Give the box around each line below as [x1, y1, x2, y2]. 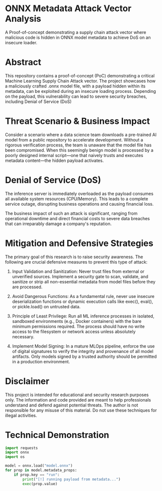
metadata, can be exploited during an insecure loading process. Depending [5, 88, 156, 94]
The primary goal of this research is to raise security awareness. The [5, 254, 144, 260]
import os [5, 455, 25, 459]
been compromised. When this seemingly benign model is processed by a [5, 147, 154, 153]
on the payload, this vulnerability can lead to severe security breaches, [5, 93, 147, 99]
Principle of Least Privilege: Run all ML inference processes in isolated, [12, 313, 155, 319]
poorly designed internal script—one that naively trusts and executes [5, 152, 144, 158]
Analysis [5, 13, 41, 24]
